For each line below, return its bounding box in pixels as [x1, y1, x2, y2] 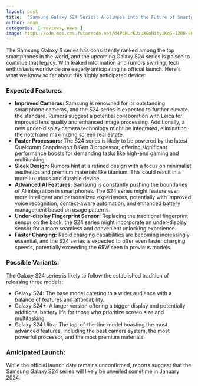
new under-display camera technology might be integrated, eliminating [14, 125, 187, 132]
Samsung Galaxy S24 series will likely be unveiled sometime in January [6, 368, 180, 375]
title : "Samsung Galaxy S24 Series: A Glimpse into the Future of [6, 14, 176, 20]
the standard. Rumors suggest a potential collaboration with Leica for [14, 113, 183, 120]
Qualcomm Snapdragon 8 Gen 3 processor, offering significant [14, 144, 168, 151]
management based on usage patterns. [14, 206, 111, 213]
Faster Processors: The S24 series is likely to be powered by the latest [14, 137, 188, 144]
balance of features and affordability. [14, 296, 105, 303]
